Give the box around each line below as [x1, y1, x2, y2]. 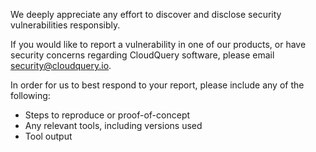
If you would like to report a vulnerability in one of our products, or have [10, 39, 307, 50]
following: [10, 90, 51, 101]
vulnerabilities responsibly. [10, 19, 121, 31]
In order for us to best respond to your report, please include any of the [10, 79, 305, 91]
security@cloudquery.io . [10, 60, 112, 71]
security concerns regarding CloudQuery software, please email [10, 49, 275, 61]
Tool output [24, 130, 73, 142]
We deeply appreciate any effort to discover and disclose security [10, 9, 282, 20]
